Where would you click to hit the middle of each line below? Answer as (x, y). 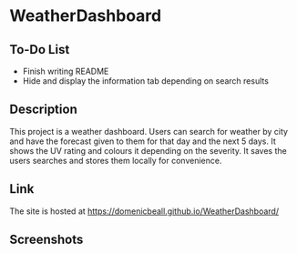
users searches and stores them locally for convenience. (116, 160)
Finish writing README (66, 71)
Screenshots (46, 240)
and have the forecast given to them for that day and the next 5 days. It (143, 141)
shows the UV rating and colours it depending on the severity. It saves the (148, 150)
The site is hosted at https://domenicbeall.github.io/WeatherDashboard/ (144, 211)
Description (43, 110)
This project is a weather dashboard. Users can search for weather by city (149, 131)
